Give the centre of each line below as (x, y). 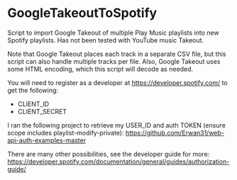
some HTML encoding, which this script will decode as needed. (100, 69)
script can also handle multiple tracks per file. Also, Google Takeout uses (114, 61)
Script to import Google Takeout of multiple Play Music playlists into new (113, 33)
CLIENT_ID (33, 103)
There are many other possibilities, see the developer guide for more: (109, 154)
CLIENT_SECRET (42, 111)
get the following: (33, 90)
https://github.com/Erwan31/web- (175, 133)
